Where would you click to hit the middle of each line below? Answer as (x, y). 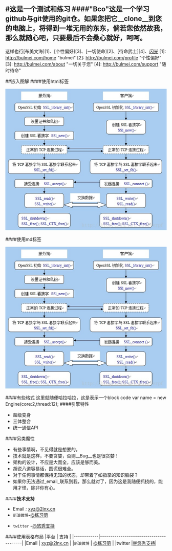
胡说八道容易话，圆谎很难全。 (44, 468)
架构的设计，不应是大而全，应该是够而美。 (58, 462)
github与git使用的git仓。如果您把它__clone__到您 (84, 19)
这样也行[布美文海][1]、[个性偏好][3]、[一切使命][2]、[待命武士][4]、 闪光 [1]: (86, 51)
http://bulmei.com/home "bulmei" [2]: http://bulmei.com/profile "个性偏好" (83, 57)
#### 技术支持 (20, 498)
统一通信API (25, 427)
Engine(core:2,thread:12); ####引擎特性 (47, 404)
